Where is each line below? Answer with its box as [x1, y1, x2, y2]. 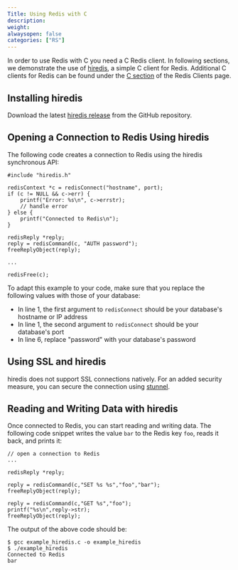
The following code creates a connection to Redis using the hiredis [7, 150, 202, 158]
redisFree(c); [7, 271, 50, 278]
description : [7, 17, 46, 24]
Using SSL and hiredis [7, 356, 107, 368]
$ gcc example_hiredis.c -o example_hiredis [7, 539, 141, 546]
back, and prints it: [7, 436, 63, 445]
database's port [17, 328, 65, 336]
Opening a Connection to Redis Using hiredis [7, 131, 210, 144]
